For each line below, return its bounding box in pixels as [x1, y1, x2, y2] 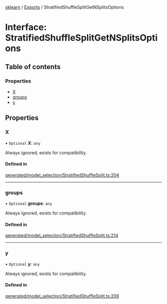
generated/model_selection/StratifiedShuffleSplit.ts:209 [5, 293, 119, 299]
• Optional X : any [5, 140, 41, 146]
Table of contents [5, 62, 61, 71]
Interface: [5, 22, 47, 33]
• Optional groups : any [5, 201, 52, 206]
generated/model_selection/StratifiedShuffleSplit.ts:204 [5, 172, 119, 178]
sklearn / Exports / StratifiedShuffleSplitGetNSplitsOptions [5, 4, 124, 10]
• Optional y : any [5, 261, 40, 267]
